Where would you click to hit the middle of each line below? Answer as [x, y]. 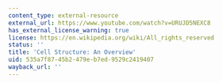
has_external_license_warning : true [69, 30]
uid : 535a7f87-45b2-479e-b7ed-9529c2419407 [81, 60]
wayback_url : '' [35, 67]
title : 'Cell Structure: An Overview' [72, 52]
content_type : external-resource [63, 15]
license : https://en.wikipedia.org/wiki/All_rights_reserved [111, 38]
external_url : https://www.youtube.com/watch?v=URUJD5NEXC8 [110, 23]
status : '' [26, 45]
